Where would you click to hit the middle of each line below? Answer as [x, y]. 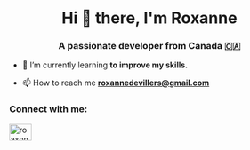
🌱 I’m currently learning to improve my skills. [105, 65]
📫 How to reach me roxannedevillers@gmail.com [116, 83]
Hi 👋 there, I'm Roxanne [149, 18]
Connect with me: [48, 109]
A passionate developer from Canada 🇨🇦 [149, 46]
